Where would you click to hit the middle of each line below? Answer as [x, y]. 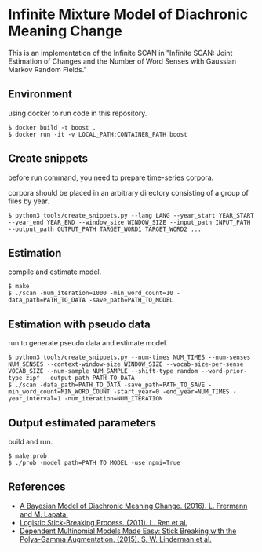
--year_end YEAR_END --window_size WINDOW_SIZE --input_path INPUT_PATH [129, 222]
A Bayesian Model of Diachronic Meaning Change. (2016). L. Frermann [133, 506]
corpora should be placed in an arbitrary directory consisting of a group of [128, 192]
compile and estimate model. [55, 272]
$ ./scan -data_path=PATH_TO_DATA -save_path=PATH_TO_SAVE [107, 385]
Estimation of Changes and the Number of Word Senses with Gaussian [122, 61]
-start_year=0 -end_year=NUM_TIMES [171, 392]
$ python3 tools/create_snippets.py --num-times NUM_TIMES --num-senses [129, 358]
